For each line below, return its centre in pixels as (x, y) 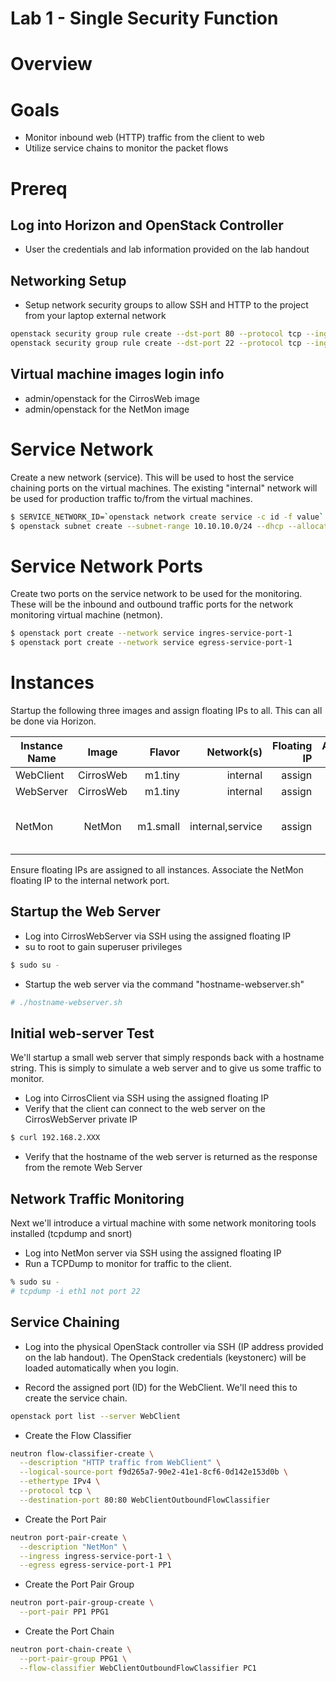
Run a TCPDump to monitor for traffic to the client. (128, 1264)
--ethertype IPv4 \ (60, 1482)
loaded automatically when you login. (101, 1368)
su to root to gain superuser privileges (103, 946)
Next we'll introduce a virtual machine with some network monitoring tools (163, 1223)
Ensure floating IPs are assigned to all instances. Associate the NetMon (157, 870)
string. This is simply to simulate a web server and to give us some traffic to (166, 1068)
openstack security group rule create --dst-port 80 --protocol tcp (156, 334)
